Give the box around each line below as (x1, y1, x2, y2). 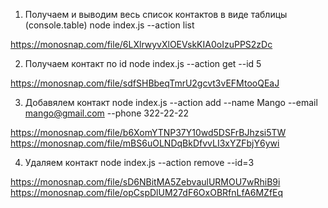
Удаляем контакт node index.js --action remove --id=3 (24, 157, 255, 168)
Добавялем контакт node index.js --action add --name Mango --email (24, 97, 318, 108)
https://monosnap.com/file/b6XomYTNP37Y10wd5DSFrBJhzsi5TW (10, 127, 287, 138)
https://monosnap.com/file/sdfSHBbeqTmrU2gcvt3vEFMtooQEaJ (10, 77, 280, 89)
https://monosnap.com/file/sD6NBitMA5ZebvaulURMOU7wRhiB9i (10, 176, 281, 188)
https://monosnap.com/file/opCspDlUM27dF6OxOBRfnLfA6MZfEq (10, 187, 284, 198)
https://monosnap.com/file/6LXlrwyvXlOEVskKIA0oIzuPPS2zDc (10, 39, 273, 50)
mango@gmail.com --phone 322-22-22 (24, 107, 190, 119)
